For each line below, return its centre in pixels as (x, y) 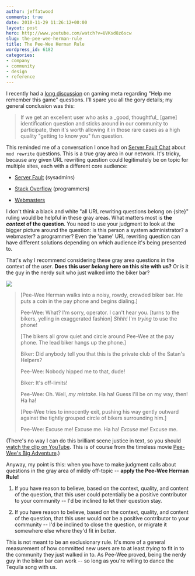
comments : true (25, 17)
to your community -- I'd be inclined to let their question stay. (88, 501)
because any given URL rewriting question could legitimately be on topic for (97, 160)
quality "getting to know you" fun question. (72, 136)
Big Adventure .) (41, 453)
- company (18, 60)
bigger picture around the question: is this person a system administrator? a (97, 230)
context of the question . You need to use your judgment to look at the (90, 224)
